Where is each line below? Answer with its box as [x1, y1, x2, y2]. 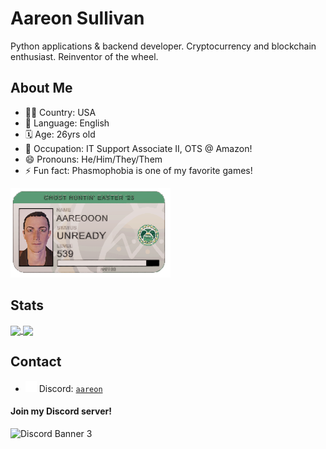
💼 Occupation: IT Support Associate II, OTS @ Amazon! [24, 142, 253, 154]
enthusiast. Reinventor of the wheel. [10, 50, 159, 62]
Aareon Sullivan [10, 7, 145, 30]
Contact [10, 353, 62, 371]
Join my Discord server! [10, 405, 112, 417]
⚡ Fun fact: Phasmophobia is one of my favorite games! [24, 164, 253, 176]
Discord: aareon [38, 382, 103, 394]
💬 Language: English [24, 117, 110, 129]
